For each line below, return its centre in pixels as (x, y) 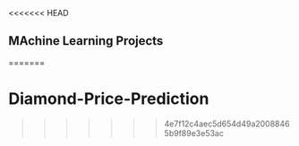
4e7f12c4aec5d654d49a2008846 (227, 124)
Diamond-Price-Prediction (109, 99)
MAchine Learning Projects (86, 41)
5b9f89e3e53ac (194, 133)
